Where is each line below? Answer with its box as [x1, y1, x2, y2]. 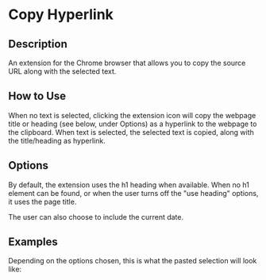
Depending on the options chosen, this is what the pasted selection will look [8, 256, 257, 266]
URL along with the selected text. [8, 67, 117, 76]
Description [8, 37, 67, 51]
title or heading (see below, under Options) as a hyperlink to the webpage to [8, 119, 257, 128]
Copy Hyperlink [8, 6, 114, 24]
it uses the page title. [8, 197, 77, 206]
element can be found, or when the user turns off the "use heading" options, [8, 188, 259, 198]
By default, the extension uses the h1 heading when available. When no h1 [8, 180, 250, 190]
